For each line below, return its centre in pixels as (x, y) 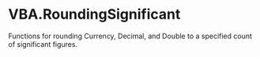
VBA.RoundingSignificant (94, 14)
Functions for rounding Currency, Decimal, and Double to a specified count (130, 36)
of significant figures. (43, 44)
